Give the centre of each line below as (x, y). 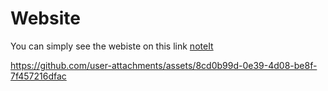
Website (45, 18)
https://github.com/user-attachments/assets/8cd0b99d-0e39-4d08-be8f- (164, 65)
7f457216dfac (38, 76)
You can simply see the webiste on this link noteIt (112, 46)
